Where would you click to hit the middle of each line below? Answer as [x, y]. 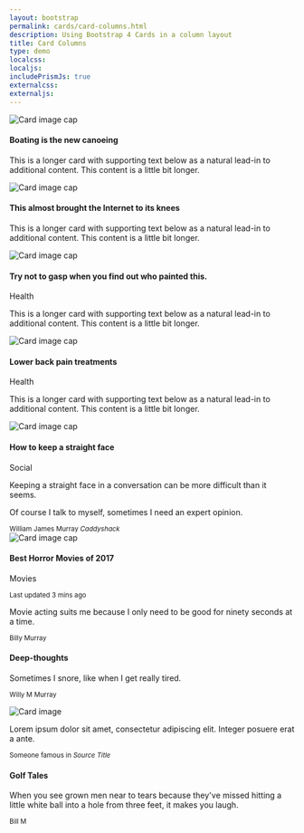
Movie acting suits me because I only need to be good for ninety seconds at [151, 611]
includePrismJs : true [50, 77]
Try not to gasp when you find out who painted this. [109, 276]
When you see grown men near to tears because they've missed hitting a [146, 795]
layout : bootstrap [44, 18]
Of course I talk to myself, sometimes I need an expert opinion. [126, 512]
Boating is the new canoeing [64, 140]
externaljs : [32, 93]
